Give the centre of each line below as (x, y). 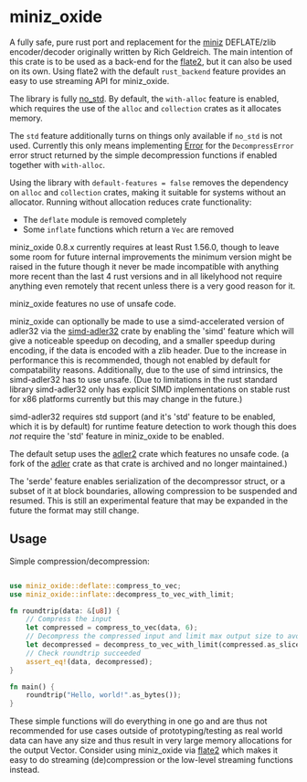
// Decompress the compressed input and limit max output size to (155, 637)
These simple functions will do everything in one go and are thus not (138, 721)
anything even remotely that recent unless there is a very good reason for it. (153, 286)
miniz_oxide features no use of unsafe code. (93, 303)
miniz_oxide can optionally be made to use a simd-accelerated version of (147, 321)
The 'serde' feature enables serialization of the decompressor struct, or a (148, 481)
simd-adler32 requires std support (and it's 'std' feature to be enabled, (143, 417)
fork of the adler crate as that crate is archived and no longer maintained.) (148, 463)
